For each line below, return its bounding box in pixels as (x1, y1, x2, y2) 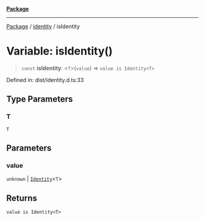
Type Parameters (6, 94, 73, 105)
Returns (6, 193, 38, 203)
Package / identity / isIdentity (6, 23, 81, 30)
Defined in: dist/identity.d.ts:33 (6, 76, 84, 83)
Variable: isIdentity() (6, 44, 113, 58)
